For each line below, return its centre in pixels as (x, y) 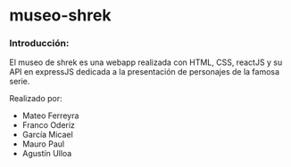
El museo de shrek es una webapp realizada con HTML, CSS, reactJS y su (146, 62)
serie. (20, 82)
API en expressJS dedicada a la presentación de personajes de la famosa (144, 72)
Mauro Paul (43, 144)
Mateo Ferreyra (50, 115)
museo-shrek (60, 16)
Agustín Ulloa (47, 154)
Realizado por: (36, 99)
